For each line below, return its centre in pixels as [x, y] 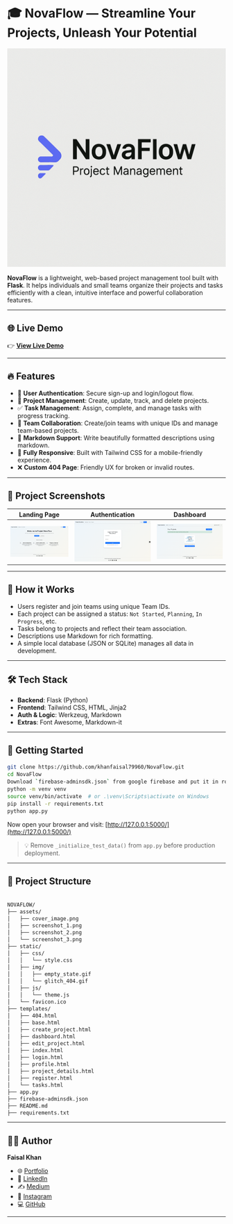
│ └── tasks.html [35, 1085]
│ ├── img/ [26, 967]
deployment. [42, 853]
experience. [34, 460]
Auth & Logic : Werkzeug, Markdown [69, 714]
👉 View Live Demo [35, 345]
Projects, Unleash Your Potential [102, 33]
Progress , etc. [37, 621]
